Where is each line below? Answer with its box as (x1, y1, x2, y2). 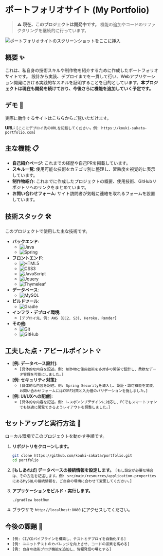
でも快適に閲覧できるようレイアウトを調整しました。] (19, 405, 110, 410)
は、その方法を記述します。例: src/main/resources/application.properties (12, 473, 157, 478)
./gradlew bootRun (12, 497, 50, 502)
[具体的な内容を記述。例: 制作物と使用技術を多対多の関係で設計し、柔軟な (19, 367, 149, 372)
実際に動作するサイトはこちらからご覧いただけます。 (5, 115, 111, 121)
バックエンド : (12, 239, 39, 245)
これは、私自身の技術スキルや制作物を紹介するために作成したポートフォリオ (5, 67, 159, 73)
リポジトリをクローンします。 (12, 443, 72, 449)
